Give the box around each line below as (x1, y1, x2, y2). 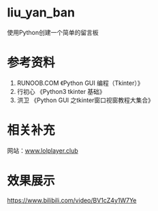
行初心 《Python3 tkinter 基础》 (16, 87, 106, 95)
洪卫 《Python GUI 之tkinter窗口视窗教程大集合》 (16, 96, 155, 104)
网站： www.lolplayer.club (7, 146, 78, 155)
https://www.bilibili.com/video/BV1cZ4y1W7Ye (7, 196, 137, 204)
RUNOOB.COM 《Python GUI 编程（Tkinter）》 (16, 79, 144, 87)
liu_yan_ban (7, 5, 75, 21)
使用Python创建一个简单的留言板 (7, 28, 99, 36)
